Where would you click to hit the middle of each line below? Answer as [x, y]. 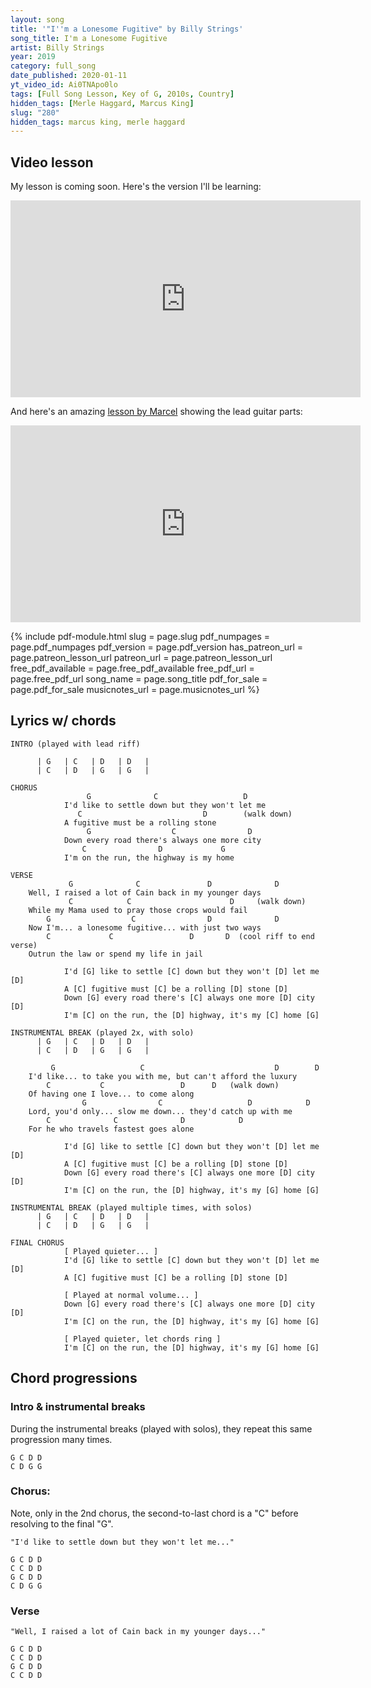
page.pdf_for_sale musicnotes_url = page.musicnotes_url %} [135, 690]
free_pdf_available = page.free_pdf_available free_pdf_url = [132, 668]
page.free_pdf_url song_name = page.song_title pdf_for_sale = [139, 679]
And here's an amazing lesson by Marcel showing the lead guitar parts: [156, 412]
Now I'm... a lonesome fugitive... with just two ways [145, 927]
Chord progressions [74, 1378]
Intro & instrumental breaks [78, 1407]
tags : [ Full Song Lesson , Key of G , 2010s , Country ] [122, 94]
